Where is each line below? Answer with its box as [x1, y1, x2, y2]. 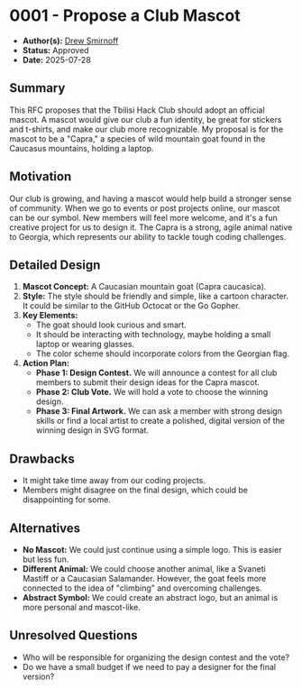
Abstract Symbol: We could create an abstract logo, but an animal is [22, 593, 279, 602]
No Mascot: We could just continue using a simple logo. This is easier [22, 545, 282, 555]
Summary [9, 80, 66, 96]
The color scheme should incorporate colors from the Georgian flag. [35, 348, 290, 359]
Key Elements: [22, 310, 78, 321]
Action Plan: [22, 358, 70, 369]
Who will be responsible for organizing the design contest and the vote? [22, 651, 290, 663]
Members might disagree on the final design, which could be [22, 484, 248, 496]
